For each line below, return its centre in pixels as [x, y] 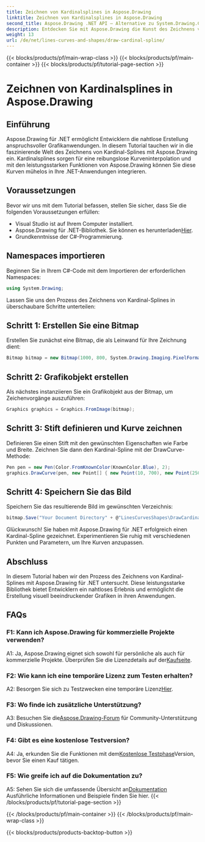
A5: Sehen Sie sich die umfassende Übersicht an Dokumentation [87, 789]
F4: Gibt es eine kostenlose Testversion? [68, 741]
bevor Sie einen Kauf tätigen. [43, 760]
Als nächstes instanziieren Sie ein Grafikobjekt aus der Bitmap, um [90, 392]
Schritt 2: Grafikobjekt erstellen [67, 377]
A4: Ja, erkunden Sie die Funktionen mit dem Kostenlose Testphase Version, [101, 753]
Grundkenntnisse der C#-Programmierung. [69, 236]
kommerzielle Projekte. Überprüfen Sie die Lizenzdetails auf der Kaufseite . [99, 659]
